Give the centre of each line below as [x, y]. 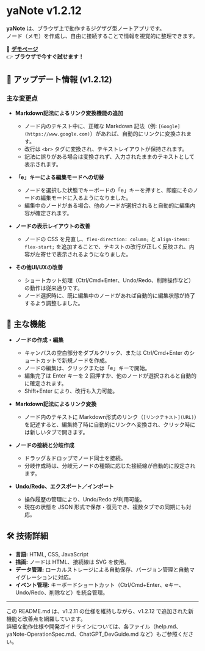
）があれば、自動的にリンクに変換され [138, 133]
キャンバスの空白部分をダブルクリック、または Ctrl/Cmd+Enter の [107, 353]
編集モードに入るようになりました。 [86, 198]
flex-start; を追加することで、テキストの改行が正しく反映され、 [107, 246]
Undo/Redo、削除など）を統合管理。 [62, 592]
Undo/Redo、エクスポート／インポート [64, 487]
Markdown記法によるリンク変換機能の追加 [69, 113]
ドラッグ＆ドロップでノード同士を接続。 [75, 458]
